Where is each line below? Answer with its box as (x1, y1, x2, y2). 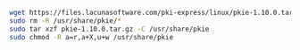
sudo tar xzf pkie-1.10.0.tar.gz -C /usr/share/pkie (9, 25, 210, 33)
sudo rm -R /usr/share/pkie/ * (9, 16, 122, 25)
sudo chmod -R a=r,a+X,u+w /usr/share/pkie (9, 32, 174, 41)
